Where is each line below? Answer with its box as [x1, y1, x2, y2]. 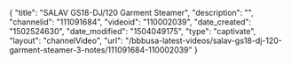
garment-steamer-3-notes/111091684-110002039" [9, 45, 193, 55]
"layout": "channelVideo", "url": [9, 35, 124, 46]
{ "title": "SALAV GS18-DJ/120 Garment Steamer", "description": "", [9, 8, 255, 18]
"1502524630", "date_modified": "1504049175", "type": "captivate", [9, 26, 256, 36]
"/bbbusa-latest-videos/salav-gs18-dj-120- [124, 35, 282, 46]
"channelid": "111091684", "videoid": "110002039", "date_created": [9, 17, 252, 27]
